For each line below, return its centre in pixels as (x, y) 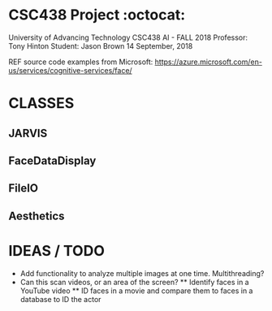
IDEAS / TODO (57, 251)
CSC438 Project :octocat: (97, 15)
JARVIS (28, 133)
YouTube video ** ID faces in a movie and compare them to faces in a (136, 291)
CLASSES (41, 104)
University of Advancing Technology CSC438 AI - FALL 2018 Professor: (128, 37)
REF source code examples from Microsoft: (81, 62)
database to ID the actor (60, 299)
